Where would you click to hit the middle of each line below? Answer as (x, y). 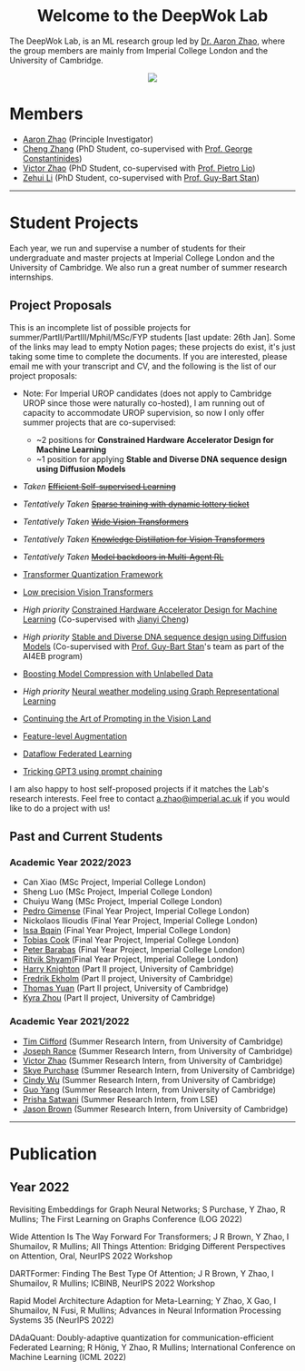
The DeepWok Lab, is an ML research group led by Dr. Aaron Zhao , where (148, 41)
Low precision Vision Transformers (88, 592)
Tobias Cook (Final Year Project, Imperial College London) (131, 940)
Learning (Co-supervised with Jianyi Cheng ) (105, 619)
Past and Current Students (86, 837)
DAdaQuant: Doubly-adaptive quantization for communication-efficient (142, 1337)
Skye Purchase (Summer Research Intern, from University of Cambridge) (159, 1070)
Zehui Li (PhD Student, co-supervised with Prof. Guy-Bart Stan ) (141, 177)
